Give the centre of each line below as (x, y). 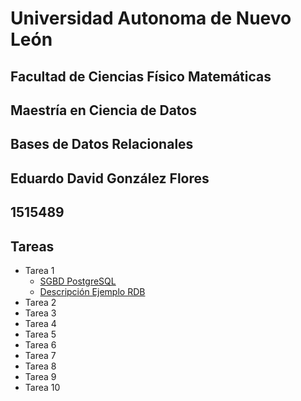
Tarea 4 (40, 323)
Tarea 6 (40, 344)
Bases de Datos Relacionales (102, 144)
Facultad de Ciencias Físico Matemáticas (141, 76)
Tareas (32, 246)
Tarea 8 (40, 366)
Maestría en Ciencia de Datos (103, 110)
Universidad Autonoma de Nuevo (151, 18)
